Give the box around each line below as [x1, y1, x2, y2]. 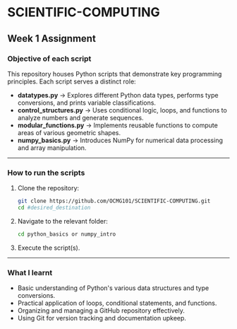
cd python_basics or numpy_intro [17, 231, 116, 238]
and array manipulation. [17, 143, 87, 152]
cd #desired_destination [17, 204, 91, 212]
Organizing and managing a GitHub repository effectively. [17, 306, 185, 315]
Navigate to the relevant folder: [17, 217, 108, 225]
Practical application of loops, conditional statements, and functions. [17, 299, 217, 308]
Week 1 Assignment [7, 33, 97, 45]
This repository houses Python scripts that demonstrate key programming [7, 69, 222, 78]
